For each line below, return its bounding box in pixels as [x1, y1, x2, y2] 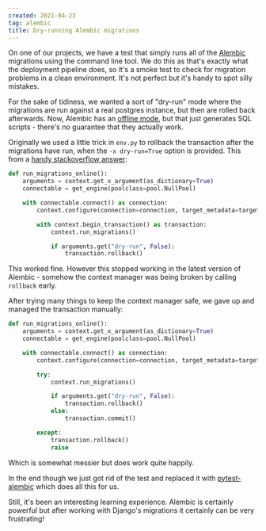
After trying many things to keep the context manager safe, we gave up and [8, 296, 255, 306]
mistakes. [8, 82, 40, 91]
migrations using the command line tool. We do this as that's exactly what [8, 56, 249, 66]
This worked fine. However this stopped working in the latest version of [8, 264, 241, 273]
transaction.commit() [64, 414, 136, 422]
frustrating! [8, 514, 45, 523]
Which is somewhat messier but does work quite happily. [8, 457, 195, 468]
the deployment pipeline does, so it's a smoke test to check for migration [8, 65, 246, 74]
